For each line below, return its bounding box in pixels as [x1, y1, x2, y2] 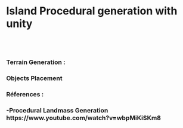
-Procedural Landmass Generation [6, 106, 108, 114]
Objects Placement [6, 74, 63, 82]
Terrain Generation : [6, 58, 66, 66]
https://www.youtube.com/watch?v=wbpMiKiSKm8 [6, 114, 162, 122]
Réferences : [6, 90, 44, 98]
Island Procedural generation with [6, 4, 178, 18]
